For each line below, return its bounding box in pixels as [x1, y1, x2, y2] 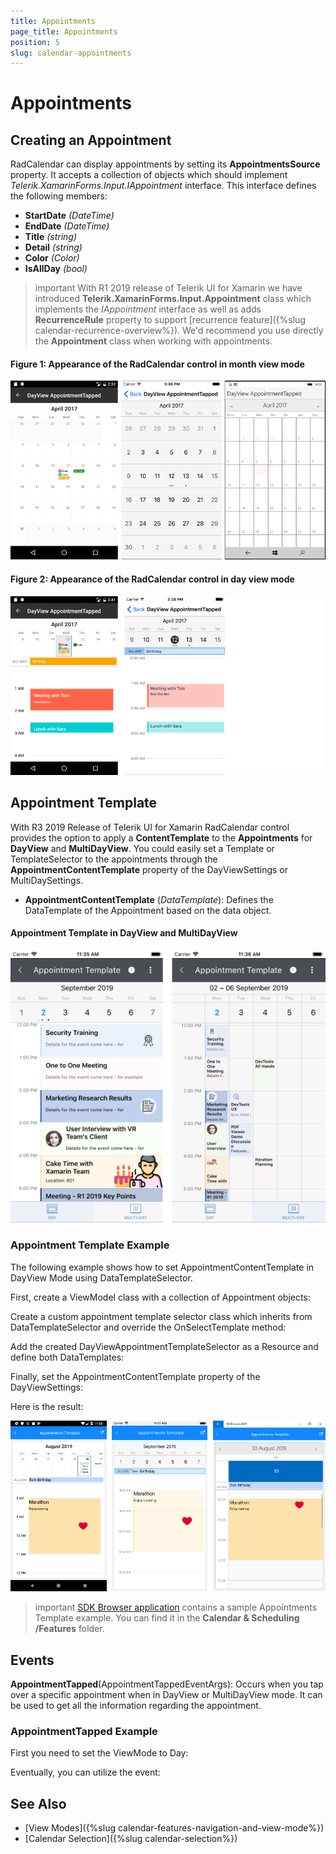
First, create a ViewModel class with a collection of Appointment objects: [10, 1291, 311, 1303]
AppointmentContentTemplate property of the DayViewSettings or [10, 863, 288, 875]
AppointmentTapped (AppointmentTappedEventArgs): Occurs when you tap [10, 1678, 324, 1690]
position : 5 [10, 37, 60, 47]
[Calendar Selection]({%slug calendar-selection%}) [24, 1833, 238, 1845]
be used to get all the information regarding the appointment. [10, 1700, 262, 1712]
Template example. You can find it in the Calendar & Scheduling [34, 1612, 300, 1624]
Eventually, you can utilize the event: [10, 1766, 161, 1779]
